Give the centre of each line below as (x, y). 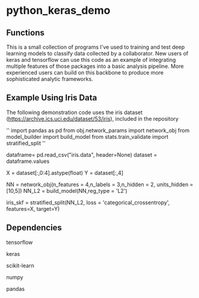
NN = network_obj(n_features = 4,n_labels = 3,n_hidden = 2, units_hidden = (100, 184)
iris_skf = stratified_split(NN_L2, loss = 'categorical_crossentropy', (88, 202)
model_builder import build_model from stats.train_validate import (87, 136)
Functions (26, 33)
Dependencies (34, 228)
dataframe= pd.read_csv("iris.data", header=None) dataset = (82, 154)
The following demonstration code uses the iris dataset (75, 112)
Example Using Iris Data (52, 98)
